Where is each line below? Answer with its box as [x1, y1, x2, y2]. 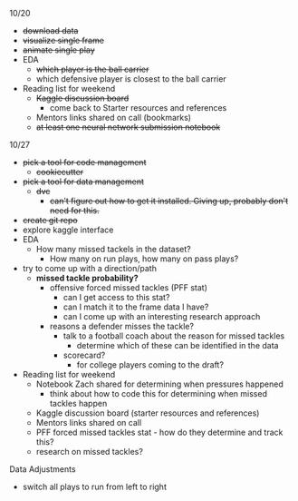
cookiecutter [35, 167, 84, 177]
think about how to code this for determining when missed [49, 388, 267, 398]
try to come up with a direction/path [22, 263, 157, 273]
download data [22, 25, 79, 35]
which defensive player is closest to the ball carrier [35, 74, 226, 84]
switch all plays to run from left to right [22, 481, 168, 492]
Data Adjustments [9, 464, 76, 475]
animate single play [22, 44, 95, 55]
